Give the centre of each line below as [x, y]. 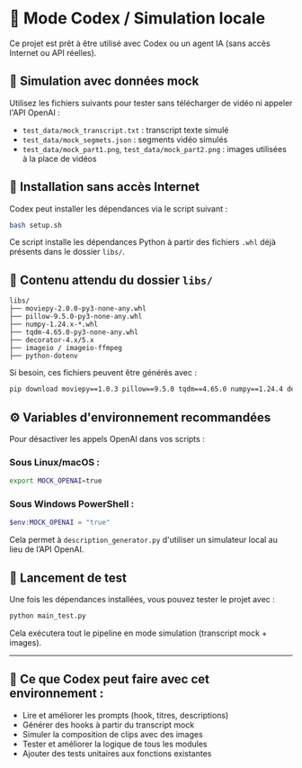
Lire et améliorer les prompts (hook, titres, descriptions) [125, 715]
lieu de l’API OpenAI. [47, 549]
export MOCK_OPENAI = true [56, 481]
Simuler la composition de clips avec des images [113, 734]
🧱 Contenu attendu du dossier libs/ [111, 280]
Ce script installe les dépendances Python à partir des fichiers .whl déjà [143, 242]
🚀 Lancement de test [68, 578]
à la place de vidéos [59, 158]
